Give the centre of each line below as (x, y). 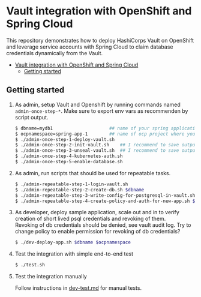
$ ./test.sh (30, 265)
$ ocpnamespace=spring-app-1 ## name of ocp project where (100, 134)
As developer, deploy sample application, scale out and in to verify (97, 212)
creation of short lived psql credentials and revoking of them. (90, 219)
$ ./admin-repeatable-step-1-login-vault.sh (71, 184)
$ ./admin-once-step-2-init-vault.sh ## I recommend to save (97, 145)
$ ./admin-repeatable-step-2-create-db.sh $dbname (79, 190)
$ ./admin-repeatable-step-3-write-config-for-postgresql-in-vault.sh (105, 195)
